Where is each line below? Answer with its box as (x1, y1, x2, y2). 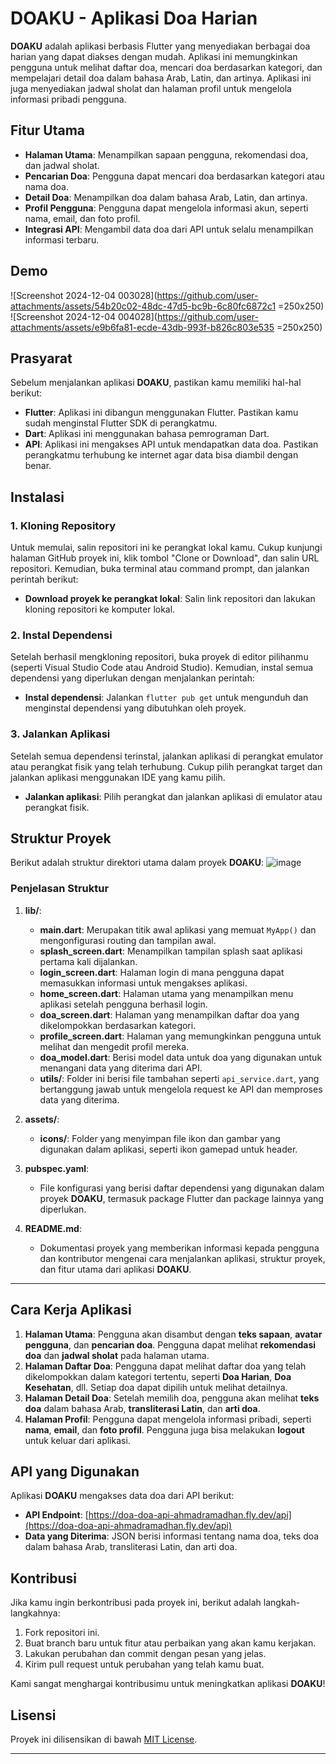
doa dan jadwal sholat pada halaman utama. (24, 1349, 210, 1361)
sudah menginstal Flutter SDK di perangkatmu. (24, 417, 218, 429)
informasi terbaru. (24, 233, 100, 246)
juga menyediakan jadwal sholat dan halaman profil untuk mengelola (10, 82, 292, 94)
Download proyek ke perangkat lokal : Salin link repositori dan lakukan (24, 593, 316, 605)
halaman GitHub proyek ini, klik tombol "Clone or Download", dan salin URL (10, 552, 320, 564)
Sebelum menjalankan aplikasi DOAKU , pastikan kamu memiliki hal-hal (10, 377, 302, 389)
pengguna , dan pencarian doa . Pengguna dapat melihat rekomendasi (24, 1338, 317, 1351)
